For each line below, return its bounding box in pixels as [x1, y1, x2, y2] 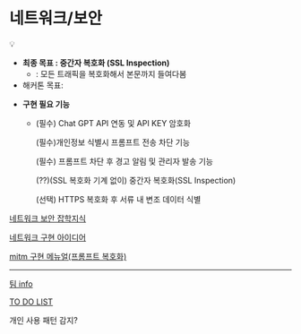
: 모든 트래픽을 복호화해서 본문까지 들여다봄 [35, 68, 187, 79]
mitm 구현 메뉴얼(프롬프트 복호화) [9, 251, 127, 261]
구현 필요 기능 [21, 98, 70, 109]
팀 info [9, 278, 33, 289]
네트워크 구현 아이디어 [9, 232, 87, 243]
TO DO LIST [9, 296, 54, 307]
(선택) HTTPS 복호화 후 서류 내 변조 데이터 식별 [35, 193, 202, 204]
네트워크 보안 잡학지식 [9, 212, 87, 224]
